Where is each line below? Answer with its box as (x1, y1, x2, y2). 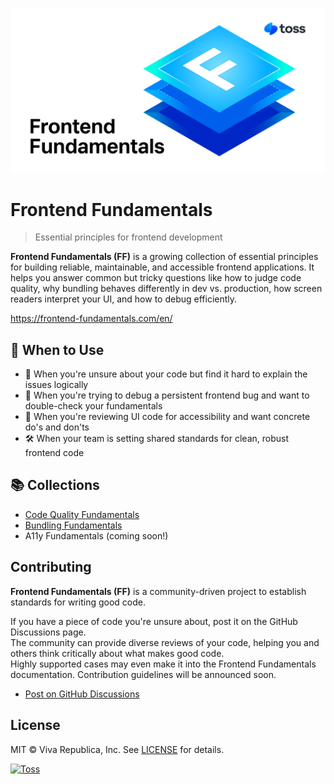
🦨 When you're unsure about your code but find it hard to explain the (24, 368, 308, 380)
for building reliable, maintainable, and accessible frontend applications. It (10, 261, 315, 273)
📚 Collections (10, 477, 100, 494)
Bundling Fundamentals (24, 519, 123, 531)
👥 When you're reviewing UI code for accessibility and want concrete (24, 411, 311, 423)
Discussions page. (10, 626, 87, 638)
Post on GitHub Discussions (24, 688, 140, 700)
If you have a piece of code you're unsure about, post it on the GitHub (10, 615, 298, 627)
